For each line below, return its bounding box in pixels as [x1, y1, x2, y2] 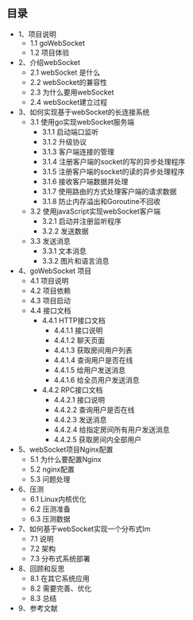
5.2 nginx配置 [29, 464, 75, 474]
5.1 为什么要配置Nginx [29, 454, 102, 464]
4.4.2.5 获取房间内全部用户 [53, 434, 142, 444]
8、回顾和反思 [17, 564, 65, 573]
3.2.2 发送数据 [41, 226, 89, 236]
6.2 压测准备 [29, 504, 71, 514]
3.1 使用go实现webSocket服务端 [29, 117, 135, 126]
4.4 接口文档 [29, 306, 71, 315]
